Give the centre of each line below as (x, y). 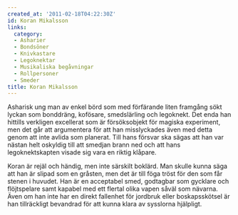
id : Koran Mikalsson (38, 21)
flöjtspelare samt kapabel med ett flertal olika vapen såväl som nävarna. (113, 189)
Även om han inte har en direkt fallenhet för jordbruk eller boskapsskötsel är (119, 196)
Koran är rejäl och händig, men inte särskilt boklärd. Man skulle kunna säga (118, 166)
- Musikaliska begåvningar (54, 67)
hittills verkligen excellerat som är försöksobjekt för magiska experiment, (114, 122)
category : (28, 34)
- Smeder (27, 80)
